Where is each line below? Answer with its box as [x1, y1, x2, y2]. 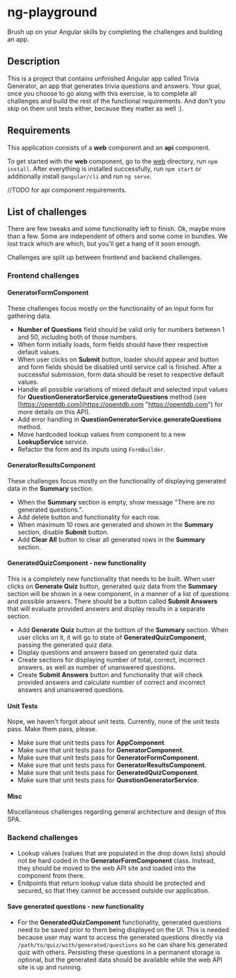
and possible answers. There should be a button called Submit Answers [7, 597, 218, 605]
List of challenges [7, 206, 87, 218]
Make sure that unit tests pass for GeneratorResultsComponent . [17, 761, 206, 769]
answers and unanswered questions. [17, 685, 125, 694]
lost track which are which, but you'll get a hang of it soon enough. [7, 240, 201, 248]
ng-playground [7, 4, 97, 20]
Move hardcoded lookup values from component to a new [17, 430, 186, 438]
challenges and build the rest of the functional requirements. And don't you [7, 97, 225, 105]
